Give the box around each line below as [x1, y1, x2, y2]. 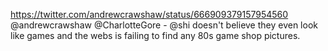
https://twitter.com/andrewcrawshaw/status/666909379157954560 [10, 9, 289, 20]
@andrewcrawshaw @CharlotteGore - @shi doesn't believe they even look [10, 19, 318, 31]
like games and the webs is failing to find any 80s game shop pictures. [10, 30, 301, 41]
